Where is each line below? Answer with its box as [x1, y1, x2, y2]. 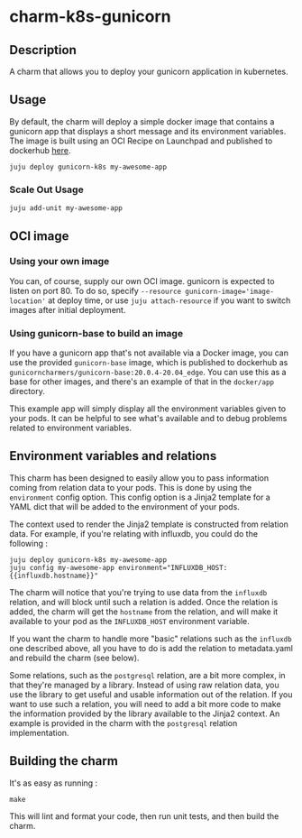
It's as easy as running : [9, 778, 98, 788]
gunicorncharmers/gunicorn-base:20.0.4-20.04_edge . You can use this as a [9, 367, 287, 378]
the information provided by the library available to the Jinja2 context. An [9, 708, 280, 719]
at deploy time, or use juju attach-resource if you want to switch [48, 295, 291, 306]
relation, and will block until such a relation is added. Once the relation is [9, 596, 279, 607]
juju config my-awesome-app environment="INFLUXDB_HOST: [9, 563, 228, 572]
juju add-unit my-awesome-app [9, 204, 124, 213]
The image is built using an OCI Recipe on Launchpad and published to [9, 135, 273, 146]
